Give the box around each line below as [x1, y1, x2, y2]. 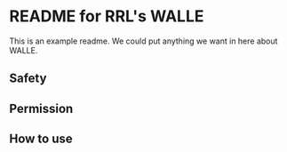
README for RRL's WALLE [9, 6, 204, 27]
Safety [9, 71, 47, 86]
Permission [9, 100, 74, 116]
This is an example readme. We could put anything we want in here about [9, 36, 278, 46]
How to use [9, 132, 73, 147]
